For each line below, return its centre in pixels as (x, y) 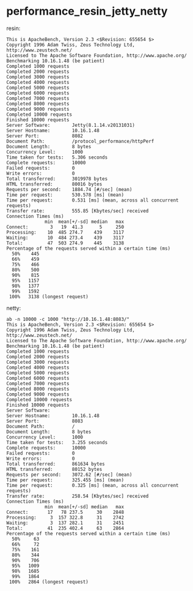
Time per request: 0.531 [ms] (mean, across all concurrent (93, 200)
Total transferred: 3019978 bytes (57, 179)
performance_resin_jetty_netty (87, 11)
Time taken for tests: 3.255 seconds (57, 442)
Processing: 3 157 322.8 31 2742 (65, 518)
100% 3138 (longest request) (49, 296)
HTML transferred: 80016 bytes (54, 184)
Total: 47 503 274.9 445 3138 (65, 243)
